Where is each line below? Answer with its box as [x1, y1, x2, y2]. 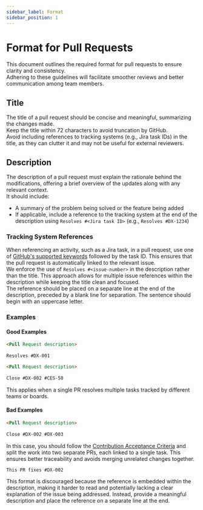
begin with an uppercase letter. [6, 298, 84, 305]
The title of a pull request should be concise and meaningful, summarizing [6, 114, 192, 121]
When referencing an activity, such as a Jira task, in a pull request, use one [6, 246, 194, 254]
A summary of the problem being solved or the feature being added [15, 205, 184, 212]
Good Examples [6, 328, 47, 335]
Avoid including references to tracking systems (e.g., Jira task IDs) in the [6, 133, 188, 140]
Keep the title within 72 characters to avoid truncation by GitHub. [6, 127, 168, 134]
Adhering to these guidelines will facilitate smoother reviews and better [6, 73, 184, 81]
